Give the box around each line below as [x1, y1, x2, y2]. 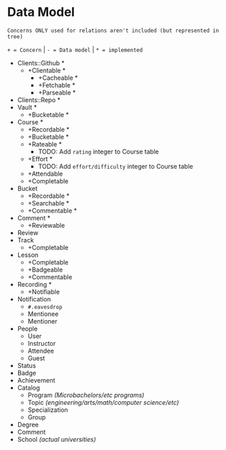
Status [17, 361, 36, 369]
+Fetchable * [38, 81, 76, 89]
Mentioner [27, 317, 58, 325]
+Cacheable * [38, 74, 79, 82]
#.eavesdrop [27, 303, 63, 310]
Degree [17, 420, 40, 428]
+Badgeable [27, 265, 63, 274]
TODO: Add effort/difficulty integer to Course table [38, 162, 193, 170]
